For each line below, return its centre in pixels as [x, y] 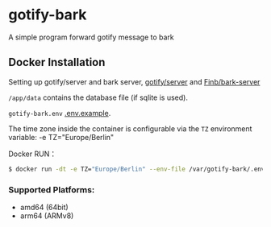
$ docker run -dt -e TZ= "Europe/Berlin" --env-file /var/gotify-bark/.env [137, 169]
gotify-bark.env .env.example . [60, 113]
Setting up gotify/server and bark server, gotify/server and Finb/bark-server [134, 81]
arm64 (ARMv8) [47, 216]
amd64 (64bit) [44, 207]
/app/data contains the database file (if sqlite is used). [98, 97]
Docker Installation [57, 62]
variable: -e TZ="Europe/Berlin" [61, 137]
